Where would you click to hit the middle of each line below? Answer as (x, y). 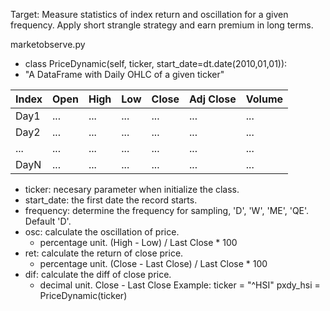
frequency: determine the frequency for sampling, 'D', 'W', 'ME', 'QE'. (167, 210)
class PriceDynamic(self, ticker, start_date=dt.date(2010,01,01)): (156, 63)
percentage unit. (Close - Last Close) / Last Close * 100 (153, 263)
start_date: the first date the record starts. (111, 200)
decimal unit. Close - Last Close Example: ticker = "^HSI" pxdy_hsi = (180, 285)
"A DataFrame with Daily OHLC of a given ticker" (124, 74)
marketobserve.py (48, 44)
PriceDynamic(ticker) (83, 295)
